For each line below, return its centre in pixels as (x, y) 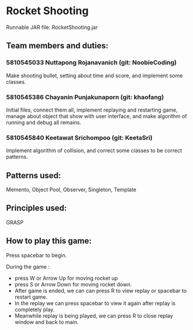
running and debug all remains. (44, 122)
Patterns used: (34, 175)
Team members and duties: (57, 46)
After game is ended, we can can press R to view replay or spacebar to (101, 290)
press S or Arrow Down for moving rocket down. (73, 284)
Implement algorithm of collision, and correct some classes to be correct (94, 151)
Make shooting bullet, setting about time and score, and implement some (94, 76)
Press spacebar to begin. (36, 255)
